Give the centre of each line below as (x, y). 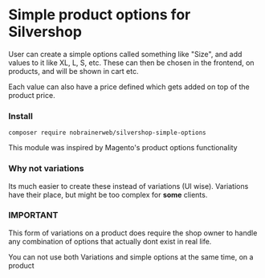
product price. (32, 95)
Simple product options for (100, 15)
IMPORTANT (33, 215)
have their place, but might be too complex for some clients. (108, 194)
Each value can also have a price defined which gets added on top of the (129, 87)
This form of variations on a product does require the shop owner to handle (133, 233)
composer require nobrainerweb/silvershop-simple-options (107, 133)
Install (21, 116)
